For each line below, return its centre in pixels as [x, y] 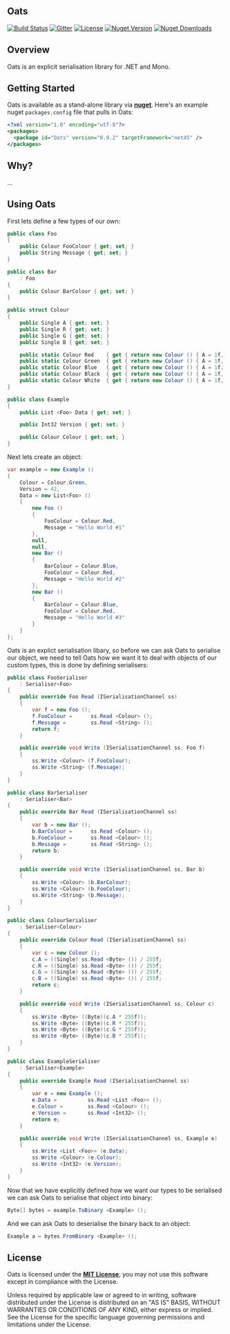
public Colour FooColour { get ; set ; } [77, 246]
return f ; [46, 729]
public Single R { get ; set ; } [65, 329]
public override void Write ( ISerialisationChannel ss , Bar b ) [113, 869]
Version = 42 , [40, 489]
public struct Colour [38, 310]
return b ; [46, 851]
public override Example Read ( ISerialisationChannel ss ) [105, 1081]
